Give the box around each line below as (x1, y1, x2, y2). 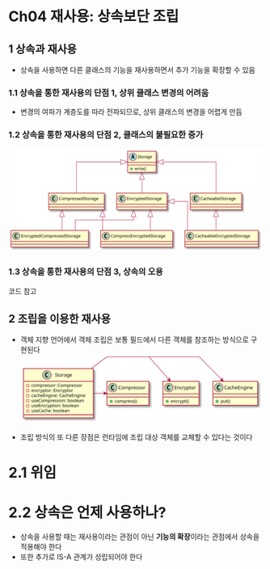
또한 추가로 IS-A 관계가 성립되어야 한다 (19, 551, 143, 562)
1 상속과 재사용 (8, 42, 77, 56)
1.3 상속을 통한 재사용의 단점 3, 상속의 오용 (8, 266, 163, 277)
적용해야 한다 (19, 542, 62, 551)
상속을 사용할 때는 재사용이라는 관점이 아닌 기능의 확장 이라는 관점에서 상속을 (19, 531, 260, 542)
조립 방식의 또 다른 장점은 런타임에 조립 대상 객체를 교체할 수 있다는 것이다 (19, 432, 253, 441)
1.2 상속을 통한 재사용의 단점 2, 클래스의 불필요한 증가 (8, 129, 204, 141)
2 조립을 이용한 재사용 (8, 312, 112, 326)
